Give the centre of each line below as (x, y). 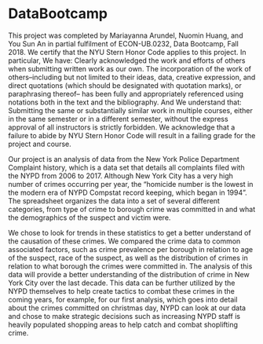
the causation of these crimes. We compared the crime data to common (124, 241)
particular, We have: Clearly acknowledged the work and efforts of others (127, 60)
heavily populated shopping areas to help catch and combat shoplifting (123, 324)
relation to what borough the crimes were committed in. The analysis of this (130, 266)
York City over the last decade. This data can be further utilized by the (122, 283)
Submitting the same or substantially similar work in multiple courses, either (130, 110)
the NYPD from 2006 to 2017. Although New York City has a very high (121, 176)
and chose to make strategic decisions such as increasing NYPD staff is (124, 316)
